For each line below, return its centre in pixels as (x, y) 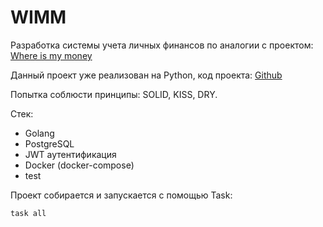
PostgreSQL (49, 143)
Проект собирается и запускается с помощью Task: (121, 195)
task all (28, 213)
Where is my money (51, 55)
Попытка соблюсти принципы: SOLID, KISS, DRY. (114, 94)
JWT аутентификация (70, 154)
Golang (39, 133)
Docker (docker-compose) (79, 165)
